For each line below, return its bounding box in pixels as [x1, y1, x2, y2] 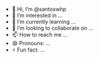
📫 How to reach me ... [11, 31, 68, 38]
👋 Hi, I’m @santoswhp [11, 6, 67, 12]
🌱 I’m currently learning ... [11, 18, 76, 25]
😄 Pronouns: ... [11, 40, 51, 47]
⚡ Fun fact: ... [11, 46, 45, 53]
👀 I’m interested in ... [11, 12, 63, 19]
